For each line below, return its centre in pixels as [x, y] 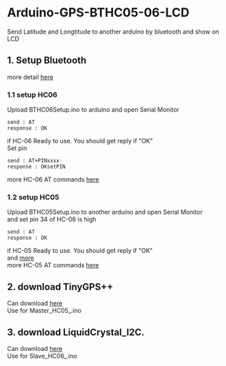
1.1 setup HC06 [33, 95]
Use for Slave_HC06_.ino [42, 356]
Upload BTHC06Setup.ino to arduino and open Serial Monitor [93, 110]
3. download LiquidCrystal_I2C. [76, 332]
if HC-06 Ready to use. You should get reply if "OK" [80, 141]
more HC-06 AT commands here [53, 180]
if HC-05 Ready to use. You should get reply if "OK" [80, 251]
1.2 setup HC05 [33, 197]
